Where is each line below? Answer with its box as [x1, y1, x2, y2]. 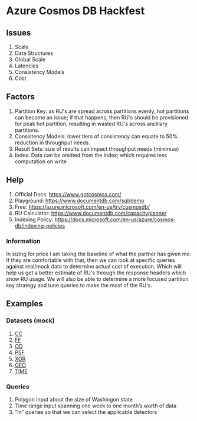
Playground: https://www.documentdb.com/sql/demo [14, 197, 145, 204]
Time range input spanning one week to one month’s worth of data [14, 402, 177, 409]
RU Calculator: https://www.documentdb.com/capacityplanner [14, 209, 167, 216]
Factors [6, 92, 35, 102]
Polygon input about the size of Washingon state [14, 396, 133, 403]
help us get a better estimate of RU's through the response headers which [6, 269, 186, 276]
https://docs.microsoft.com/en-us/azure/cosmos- [54, 216, 176, 223]
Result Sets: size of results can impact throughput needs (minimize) [14, 145, 179, 152]
